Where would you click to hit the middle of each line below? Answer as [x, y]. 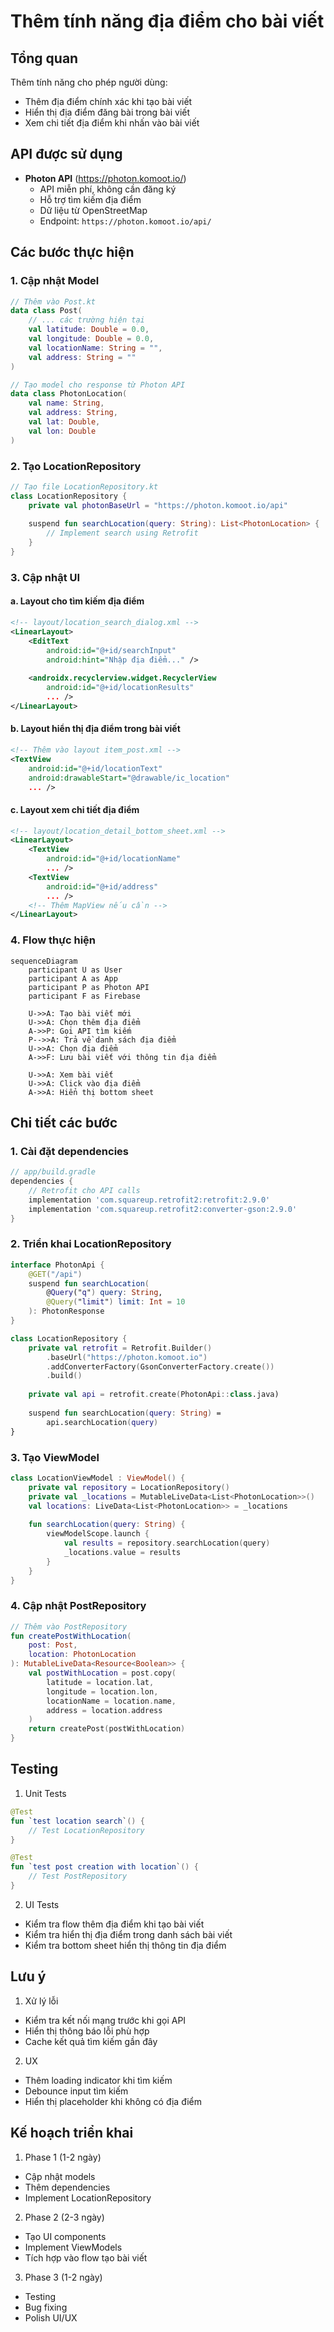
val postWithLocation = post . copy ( [102, 1673]
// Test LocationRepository [86, 1830]
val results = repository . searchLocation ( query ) [167, 1543]
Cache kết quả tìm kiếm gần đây [91, 2041]
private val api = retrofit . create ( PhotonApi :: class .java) [154, 1395]
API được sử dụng [66, 154]
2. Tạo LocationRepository [76, 466]
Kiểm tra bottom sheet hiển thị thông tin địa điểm [125, 1945]
